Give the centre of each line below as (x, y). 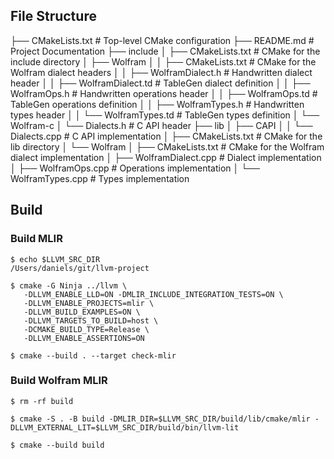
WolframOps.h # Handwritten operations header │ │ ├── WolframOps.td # (164, 93)
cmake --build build (62, 445)
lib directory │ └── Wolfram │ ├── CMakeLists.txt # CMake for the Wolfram (167, 146)
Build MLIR (36, 239)
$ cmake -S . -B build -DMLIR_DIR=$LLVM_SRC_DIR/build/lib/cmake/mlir (160, 419)
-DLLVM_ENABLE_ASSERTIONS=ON (84, 338)
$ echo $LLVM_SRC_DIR (55, 259)
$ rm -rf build (42, 401)
